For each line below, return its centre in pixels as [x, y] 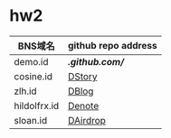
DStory [82, 76]
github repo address [112, 45]
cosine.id [33, 76]
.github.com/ [96, 61]
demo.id [31, 61]
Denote [83, 106]
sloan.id [31, 120]
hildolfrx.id [37, 106]
